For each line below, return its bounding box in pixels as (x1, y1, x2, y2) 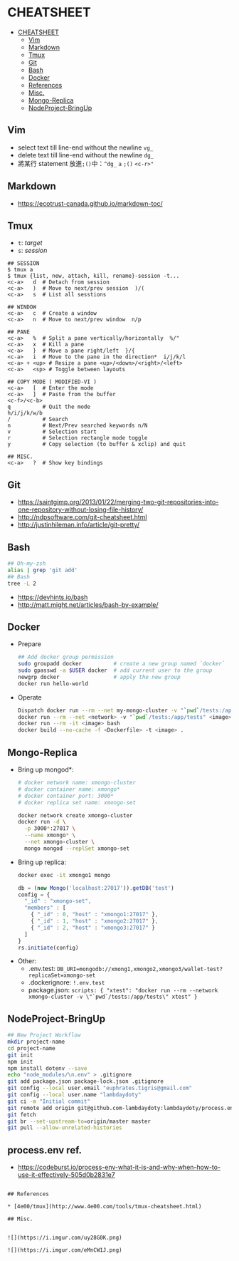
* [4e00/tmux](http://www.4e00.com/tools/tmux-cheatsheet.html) (7, 1203, 202, 1210)
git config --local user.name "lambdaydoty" (7, 1091, 142, 1099)
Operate (17, 692, 42, 702)
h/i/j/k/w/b (7, 410, 43, 417)
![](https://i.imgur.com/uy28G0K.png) (7, 1234, 122, 1242)
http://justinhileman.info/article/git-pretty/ (17, 521, 140, 529)
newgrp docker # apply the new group (17, 673, 181, 680)
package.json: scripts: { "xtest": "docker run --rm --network (28, 986, 218, 995)
